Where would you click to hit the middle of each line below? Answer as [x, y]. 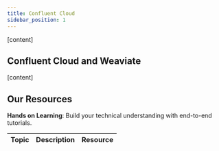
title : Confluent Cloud [41, 13]
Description [56, 140]
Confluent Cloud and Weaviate [74, 61]
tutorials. [20, 123]
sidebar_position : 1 [37, 20]
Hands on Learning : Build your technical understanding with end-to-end [110, 116]
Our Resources [40, 99]
